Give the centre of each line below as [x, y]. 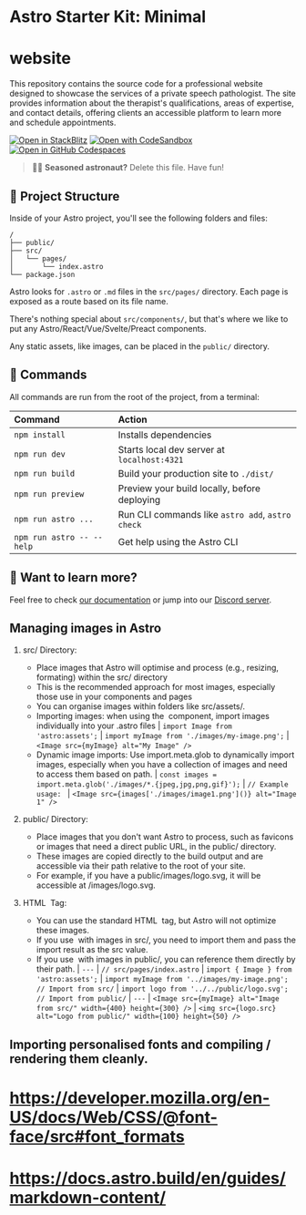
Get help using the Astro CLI [178, 541]
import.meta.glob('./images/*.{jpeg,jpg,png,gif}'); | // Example [162, 784]
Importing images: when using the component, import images [153, 716]
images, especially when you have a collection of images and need [162, 765]
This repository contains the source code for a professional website [136, 84]
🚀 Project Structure [65, 196]
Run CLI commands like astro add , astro [204, 514]
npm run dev [40, 454]
